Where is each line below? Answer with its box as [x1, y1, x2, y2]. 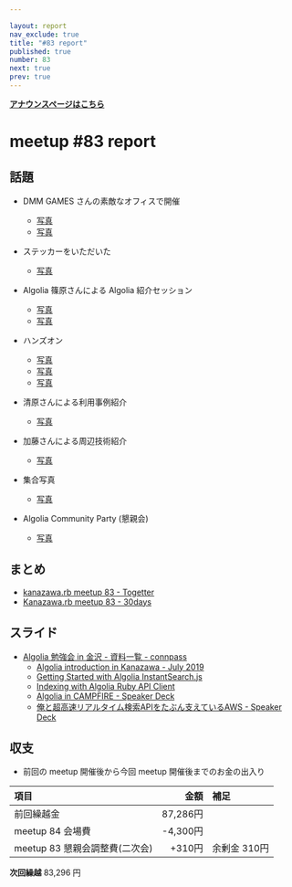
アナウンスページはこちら [9, 98, 105, 110]
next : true [9, 64, 51, 73]
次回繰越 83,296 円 [9, 867, 81, 878]
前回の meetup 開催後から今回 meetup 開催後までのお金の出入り [22, 766, 266, 777]
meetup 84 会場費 [14, 825, 91, 838]
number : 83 [9, 56, 51, 65]
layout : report [9, 21, 68, 30]
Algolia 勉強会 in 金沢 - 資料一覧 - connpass [22, 650, 187, 662]
